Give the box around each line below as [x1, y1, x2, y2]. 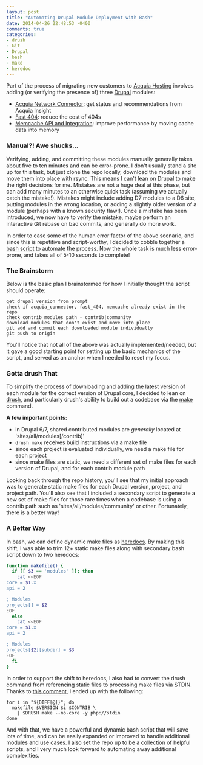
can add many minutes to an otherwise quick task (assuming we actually [6, 187, 188, 195]
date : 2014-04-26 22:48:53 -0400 [6, 20, 91, 26]
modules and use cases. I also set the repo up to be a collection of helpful [6, 739, 191, 746]
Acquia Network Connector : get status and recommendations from [15, 100, 182, 108]
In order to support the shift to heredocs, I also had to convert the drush [6, 675, 186, 682]
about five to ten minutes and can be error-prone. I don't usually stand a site [6, 162, 197, 169]
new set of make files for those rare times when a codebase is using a [6, 496, 181, 503]
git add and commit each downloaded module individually [6, 325, 153, 331]
